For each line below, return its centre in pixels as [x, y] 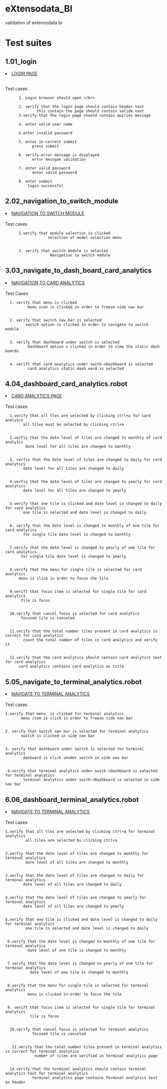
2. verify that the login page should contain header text [81, 107]
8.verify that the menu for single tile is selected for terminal [78, 985]
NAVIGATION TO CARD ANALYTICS [48, 282]
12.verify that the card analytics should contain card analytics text [86, 658]
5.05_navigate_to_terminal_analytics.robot [73, 682]
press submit [45, 146]
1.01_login [21, 62]
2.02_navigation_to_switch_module [62, 201]
